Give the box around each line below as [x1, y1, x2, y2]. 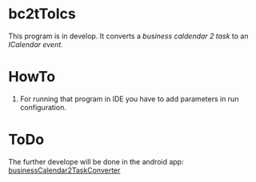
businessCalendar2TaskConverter [8, 165, 121, 175]
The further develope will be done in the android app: [8, 156, 184, 166]
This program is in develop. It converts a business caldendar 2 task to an [8, 31, 250, 41]
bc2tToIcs [8, 5, 76, 23]
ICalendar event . [8, 39, 64, 49]
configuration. [19, 102, 66, 112]
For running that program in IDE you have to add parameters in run [19, 93, 239, 104]
